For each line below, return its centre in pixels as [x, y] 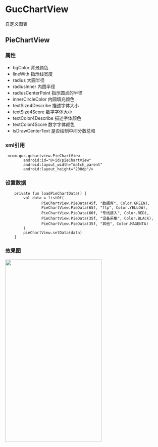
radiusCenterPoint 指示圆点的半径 [47, 93]
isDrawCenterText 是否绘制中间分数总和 [54, 130]
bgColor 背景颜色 [31, 67]
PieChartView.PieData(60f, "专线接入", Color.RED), [95, 213]
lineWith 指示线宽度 [33, 74]
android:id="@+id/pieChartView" [58, 160]
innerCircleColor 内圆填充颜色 [43, 99]
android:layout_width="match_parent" [63, 165]
